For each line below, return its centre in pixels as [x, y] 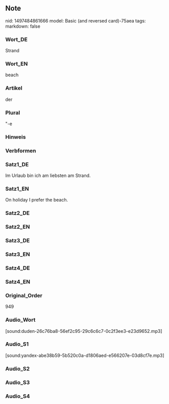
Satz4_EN [18, 282]
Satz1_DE [17, 164]
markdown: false [23, 26]
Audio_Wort [20, 320]
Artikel [14, 88]
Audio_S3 [18, 382]
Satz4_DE [18, 268]
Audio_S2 [17, 369]
